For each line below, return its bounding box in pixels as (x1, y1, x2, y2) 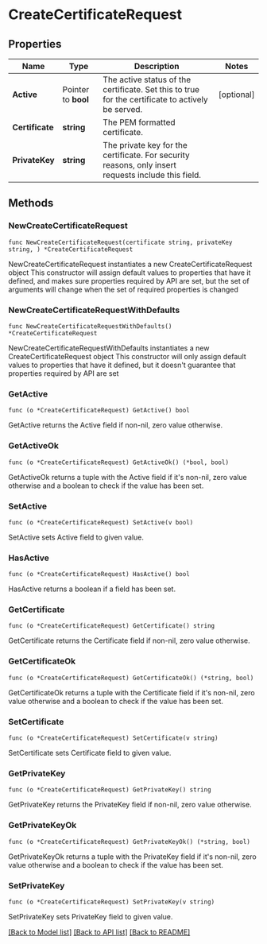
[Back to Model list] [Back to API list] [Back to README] (8, 927, 191, 937)
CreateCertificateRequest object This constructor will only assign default (8, 351, 246, 361)
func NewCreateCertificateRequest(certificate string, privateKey (8, 238, 233, 246)
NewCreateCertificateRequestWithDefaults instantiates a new (8, 343, 210, 353)
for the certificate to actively (103, 94, 208, 105)
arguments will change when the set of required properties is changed (8, 284, 238, 294)
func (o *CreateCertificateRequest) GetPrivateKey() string (8, 786, 212, 794)
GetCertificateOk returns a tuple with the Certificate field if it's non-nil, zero (8, 687, 256, 697)
